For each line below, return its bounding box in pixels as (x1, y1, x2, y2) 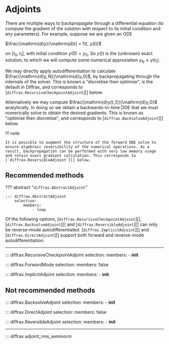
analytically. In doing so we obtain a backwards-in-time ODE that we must (5, 104, 158, 110)
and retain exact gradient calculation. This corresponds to (5, 153, 136, 158)
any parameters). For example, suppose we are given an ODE (5, 31, 132, 37)
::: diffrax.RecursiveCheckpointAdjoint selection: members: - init (5, 252, 139, 258)
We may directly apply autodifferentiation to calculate (5, 68, 116, 74)
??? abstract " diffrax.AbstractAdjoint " (5, 185, 88, 191)
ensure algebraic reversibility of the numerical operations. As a (5, 144, 150, 149)
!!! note (5, 130, 20, 136)
